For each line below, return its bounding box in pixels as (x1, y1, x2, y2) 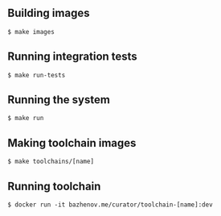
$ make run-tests (7, 71, 66, 79)
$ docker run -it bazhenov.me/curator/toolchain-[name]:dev (7, 201, 214, 209)
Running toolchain (7, 179, 101, 193)
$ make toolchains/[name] (7, 157, 94, 166)
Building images (7, 6, 90, 20)
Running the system (7, 93, 110, 107)
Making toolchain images (7, 136, 137, 150)
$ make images (7, 27, 55, 35)
